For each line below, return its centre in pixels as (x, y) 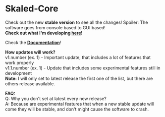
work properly (20, 62)
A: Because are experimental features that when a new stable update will (80, 104)
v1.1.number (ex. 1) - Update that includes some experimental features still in (83, 68)
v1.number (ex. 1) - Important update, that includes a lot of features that (78, 57)
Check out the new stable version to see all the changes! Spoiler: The (77, 22)
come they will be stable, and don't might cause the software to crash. (77, 109)
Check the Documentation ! (33, 42)
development (19, 73)
